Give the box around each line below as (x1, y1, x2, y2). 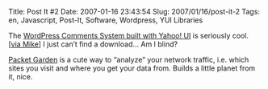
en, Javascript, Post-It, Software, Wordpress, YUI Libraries (8, 15, 203, 25)
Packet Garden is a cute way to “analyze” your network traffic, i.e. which (8, 55, 249, 64)
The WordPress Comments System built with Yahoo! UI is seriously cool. (8, 31, 249, 40)
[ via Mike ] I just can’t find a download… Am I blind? (8, 39, 178, 49)
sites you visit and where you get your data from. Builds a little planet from (8, 63, 256, 73)
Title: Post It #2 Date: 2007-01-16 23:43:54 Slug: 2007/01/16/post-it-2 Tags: (8, 7, 261, 16)
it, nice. (8, 72, 33, 81)
